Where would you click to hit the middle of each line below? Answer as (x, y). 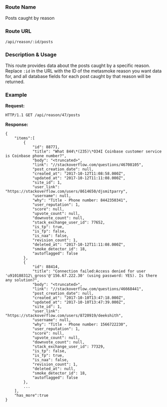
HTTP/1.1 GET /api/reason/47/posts (43, 115)
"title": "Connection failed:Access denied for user (89, 271)
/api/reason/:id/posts (29, 42)
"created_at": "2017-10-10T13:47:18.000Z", (79, 298)
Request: (15, 106)
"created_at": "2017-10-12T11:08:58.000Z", (79, 174)
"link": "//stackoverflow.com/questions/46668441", (88, 289)
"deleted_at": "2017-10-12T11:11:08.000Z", (79, 245)
